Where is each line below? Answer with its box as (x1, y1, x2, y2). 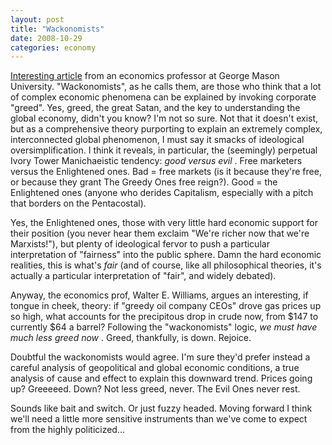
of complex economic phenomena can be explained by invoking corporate (10, 91, 317, 103)
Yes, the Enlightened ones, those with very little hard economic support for (10, 217, 318, 229)
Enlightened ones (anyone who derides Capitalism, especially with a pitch (10, 187, 314, 199)
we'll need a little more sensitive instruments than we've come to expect (10, 413, 308, 425)
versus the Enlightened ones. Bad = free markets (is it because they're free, (10, 166, 322, 178)
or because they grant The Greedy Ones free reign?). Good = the (10, 176, 278, 188)
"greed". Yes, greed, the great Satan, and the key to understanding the (10, 102, 301, 114)
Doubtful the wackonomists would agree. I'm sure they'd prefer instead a (10, 351, 311, 363)
